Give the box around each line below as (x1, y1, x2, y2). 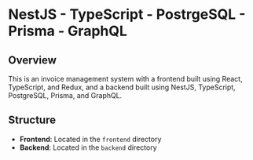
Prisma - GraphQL (8, 22, 128, 40)
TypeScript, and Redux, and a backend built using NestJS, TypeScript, (8, 82, 236, 92)
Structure (8, 114, 57, 127)
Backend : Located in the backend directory (19, 143, 157, 152)
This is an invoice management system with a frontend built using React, (8, 75, 243, 83)
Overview (8, 53, 57, 67)
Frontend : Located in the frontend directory (19, 134, 162, 144)
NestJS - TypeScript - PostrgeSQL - (8, 5, 246, 24)
